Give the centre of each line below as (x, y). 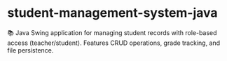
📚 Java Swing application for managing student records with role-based (112, 32)
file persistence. (30, 50)
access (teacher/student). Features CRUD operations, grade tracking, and (114, 43)
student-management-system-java (113, 13)
